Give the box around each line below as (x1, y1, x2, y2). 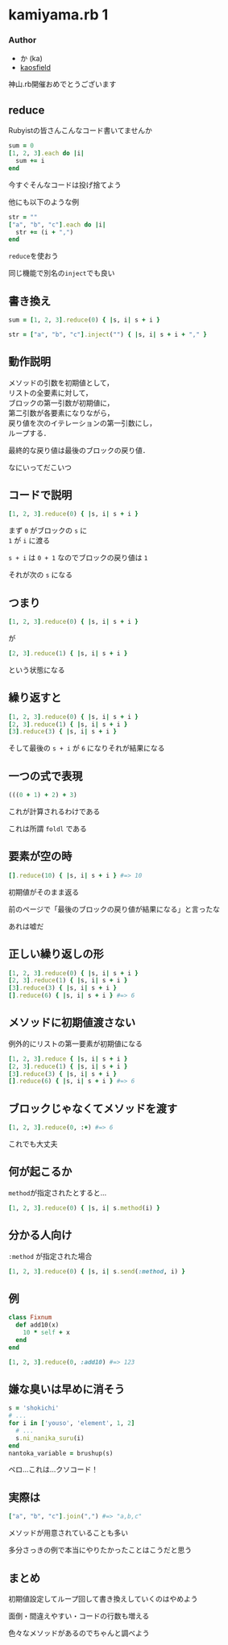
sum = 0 (8, 142, 35, 150)
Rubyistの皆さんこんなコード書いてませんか (8, 126, 153, 135)
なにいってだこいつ (8, 462, 73, 472)
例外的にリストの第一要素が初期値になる (8, 1038, 143, 1049)
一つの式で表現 (8, 769, 83, 783)
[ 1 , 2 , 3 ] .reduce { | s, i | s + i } (8, 1054, 128, 1063)
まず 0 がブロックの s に (8, 525, 88, 535)
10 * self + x (23, 1328, 70, 1336)
